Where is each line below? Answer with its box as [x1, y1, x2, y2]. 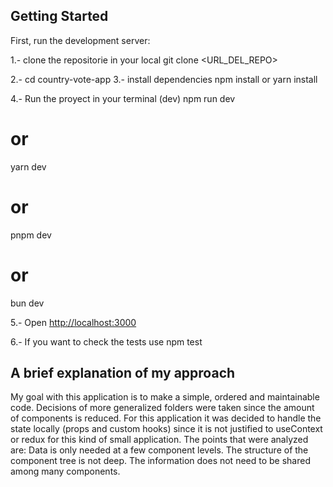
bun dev [10, 297, 45, 309]
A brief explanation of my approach [10, 365, 236, 382]
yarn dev [10, 160, 47, 173]
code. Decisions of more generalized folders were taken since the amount [10, 402, 315, 414]
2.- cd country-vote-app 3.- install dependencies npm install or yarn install [10, 73, 318, 85]
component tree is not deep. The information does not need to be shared [10, 455, 311, 467]
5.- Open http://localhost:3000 [10, 316, 137, 328]
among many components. [10, 465, 121, 478]
